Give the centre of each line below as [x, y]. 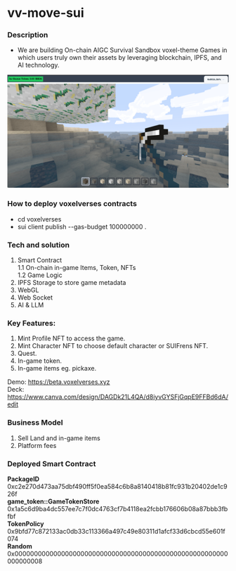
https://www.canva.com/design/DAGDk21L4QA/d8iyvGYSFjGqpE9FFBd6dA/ [118, 397]
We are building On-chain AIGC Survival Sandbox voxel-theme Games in [122, 50]
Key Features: [32, 323]
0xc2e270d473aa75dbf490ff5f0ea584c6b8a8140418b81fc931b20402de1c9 [117, 486]
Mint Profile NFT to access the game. [71, 338]
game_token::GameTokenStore [53, 501]
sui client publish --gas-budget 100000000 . [82, 226]
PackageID [24, 479]
